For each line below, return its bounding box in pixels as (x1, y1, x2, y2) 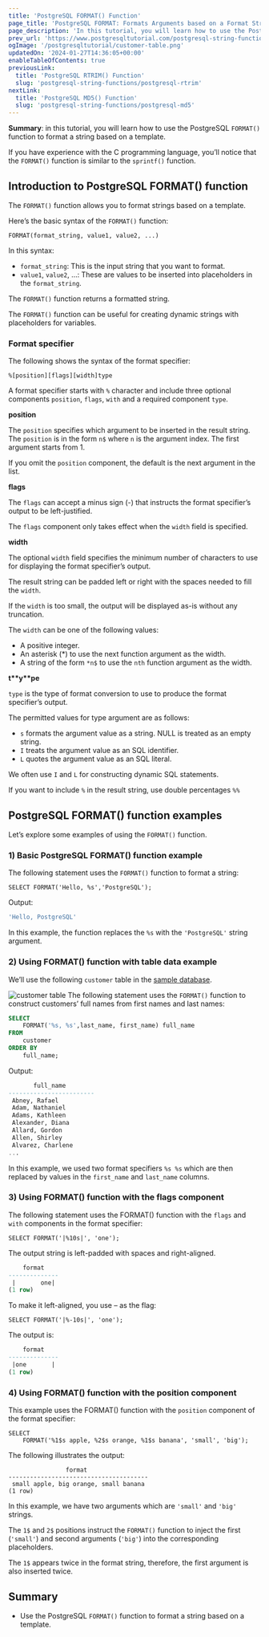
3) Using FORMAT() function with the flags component (8, 1191, 224, 1203)
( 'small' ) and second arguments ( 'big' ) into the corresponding (8, 1534, 219, 1544)
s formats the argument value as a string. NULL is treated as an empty (19, 728, 251, 739)
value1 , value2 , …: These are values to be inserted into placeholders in (19, 270, 253, 279)
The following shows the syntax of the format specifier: (8, 356, 191, 366)
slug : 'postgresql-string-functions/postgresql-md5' (15, 101, 195, 109)
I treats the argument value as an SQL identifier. (19, 746, 179, 755)
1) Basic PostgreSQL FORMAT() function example (8, 849, 203, 861)
